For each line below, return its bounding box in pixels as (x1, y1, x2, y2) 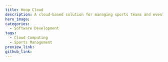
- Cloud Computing (9, 35, 48, 40)
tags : (5, 30, 16, 35)
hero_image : (5, 16, 30, 21)
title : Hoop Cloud (5, 7, 43, 12)
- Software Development (9, 26, 59, 31)
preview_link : (5, 44, 35, 49)
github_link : (5, 49, 32, 54)
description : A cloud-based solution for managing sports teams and (5, 12, 151, 17)
